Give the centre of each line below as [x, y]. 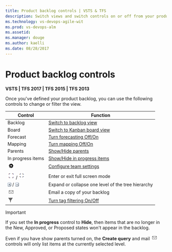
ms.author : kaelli [25, 43]
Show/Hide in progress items [79, 158]
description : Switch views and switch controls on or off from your [80, 16]
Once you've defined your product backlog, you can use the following [79, 98]
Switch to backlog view [73, 123]
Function [101, 116]
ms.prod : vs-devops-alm [31, 27]
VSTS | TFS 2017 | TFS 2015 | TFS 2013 [47, 88]
